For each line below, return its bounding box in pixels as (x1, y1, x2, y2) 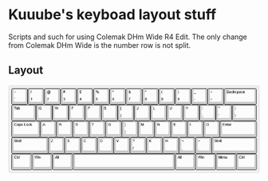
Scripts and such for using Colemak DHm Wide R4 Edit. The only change (8, 32, 247, 41)
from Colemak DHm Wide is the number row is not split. (8, 40, 191, 49)
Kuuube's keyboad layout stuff (8, 6, 217, 24)
